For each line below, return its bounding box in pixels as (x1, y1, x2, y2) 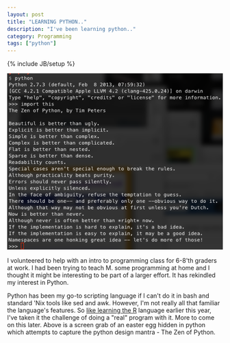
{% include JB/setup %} (7, 60, 75, 68)
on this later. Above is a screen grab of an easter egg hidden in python (7, 320, 206, 329)
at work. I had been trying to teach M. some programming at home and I (7, 263, 210, 272)
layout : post (7, 11, 44, 18)
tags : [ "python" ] (7, 40, 57, 47)
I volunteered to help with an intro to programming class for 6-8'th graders (7, 256, 217, 264)
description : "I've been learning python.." (7, 25, 136, 32)
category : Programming (7, 33, 72, 40)
